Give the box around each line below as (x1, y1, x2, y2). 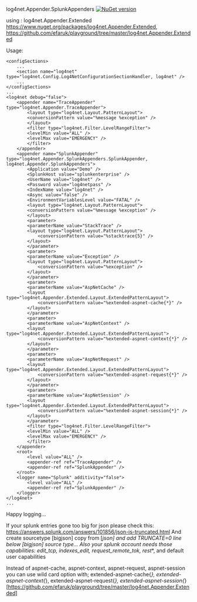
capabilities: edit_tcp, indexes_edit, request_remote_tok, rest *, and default (6, 547, 184, 554)
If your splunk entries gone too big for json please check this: (6, 522, 154, 529)
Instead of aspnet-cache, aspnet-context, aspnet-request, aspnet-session (6, 564, 186, 571)
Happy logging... (6, 511, 46, 517)
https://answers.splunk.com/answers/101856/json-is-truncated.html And (6, 529, 182, 535)
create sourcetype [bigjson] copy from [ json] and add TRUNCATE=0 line (6, 534, 182, 542)
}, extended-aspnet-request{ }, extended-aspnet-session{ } (45, 577, 187, 584)
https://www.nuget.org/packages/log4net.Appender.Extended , (6, 23, 158, 30)
